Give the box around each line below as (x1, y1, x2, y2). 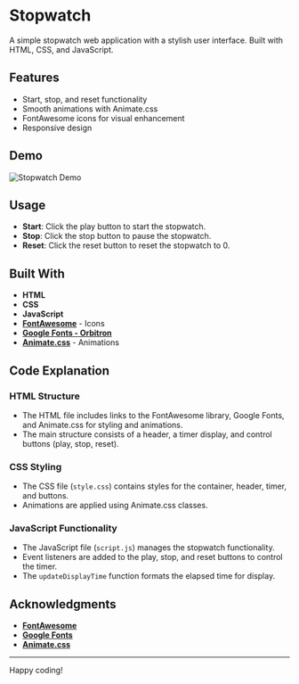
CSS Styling (9, 460, 62, 473)
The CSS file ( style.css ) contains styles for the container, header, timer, (21, 481, 287, 491)
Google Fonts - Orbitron (21, 327, 113, 339)
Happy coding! (9, 665, 64, 676)
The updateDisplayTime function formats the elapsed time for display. (21, 571, 276, 581)
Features (9, 70, 60, 86)
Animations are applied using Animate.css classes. (21, 500, 208, 511)
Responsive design (21, 122, 93, 133)
